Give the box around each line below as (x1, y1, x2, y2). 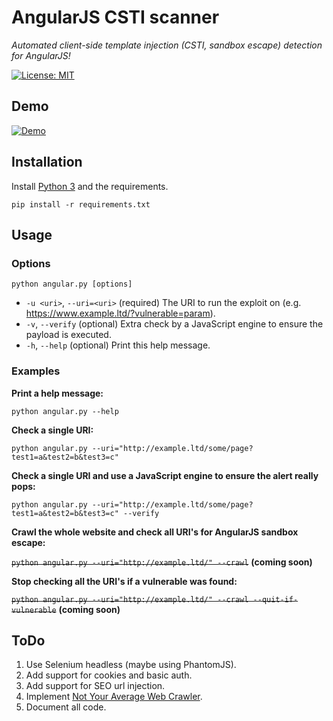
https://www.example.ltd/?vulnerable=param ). (25, 307, 216, 320)
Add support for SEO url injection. (25, 680, 166, 692)
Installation (11, 154, 83, 171)
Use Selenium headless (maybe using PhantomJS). (25, 659, 237, 671)
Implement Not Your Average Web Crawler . (25, 691, 203, 703)
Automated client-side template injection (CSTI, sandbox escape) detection (11, 39, 323, 51)
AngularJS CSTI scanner (11, 6, 220, 29)
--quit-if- (252, 594, 299, 605)
